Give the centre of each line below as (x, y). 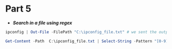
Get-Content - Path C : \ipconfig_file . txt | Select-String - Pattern (79, 41)
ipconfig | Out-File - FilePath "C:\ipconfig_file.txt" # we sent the (81, 32)
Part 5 (18, 9)
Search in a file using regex (42, 23)
